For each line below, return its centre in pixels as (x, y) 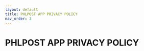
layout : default (22, 9)
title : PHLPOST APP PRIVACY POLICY (41, 14)
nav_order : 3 (18, 18)
